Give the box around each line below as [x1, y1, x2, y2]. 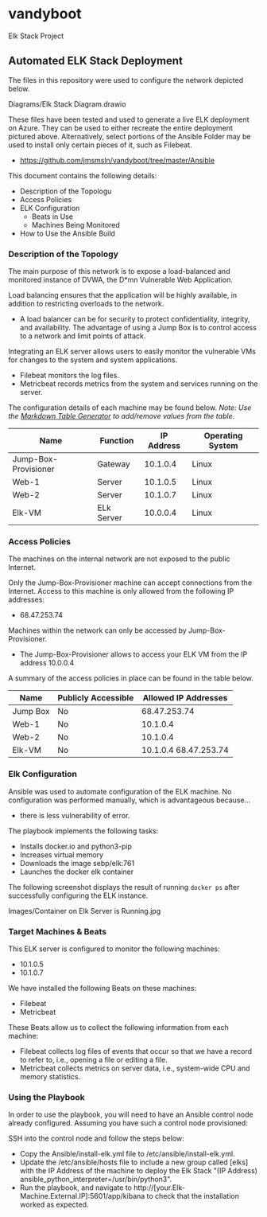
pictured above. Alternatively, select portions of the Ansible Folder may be [8, 131, 251, 141]
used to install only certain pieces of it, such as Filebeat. [8, 140, 192, 150]
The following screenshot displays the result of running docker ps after [8, 882, 240, 891]
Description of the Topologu [19, 186, 112, 196]
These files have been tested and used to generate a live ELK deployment [8, 115, 250, 124]
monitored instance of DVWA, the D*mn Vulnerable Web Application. [8, 275, 233, 285]
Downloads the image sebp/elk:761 [19, 858, 135, 868]
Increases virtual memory [19, 849, 104, 860]
